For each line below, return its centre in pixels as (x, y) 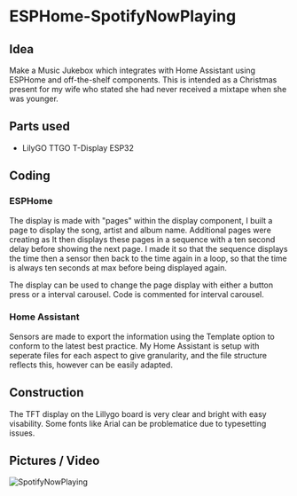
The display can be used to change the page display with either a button (141, 285)
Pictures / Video (55, 461)
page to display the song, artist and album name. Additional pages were (141, 230)
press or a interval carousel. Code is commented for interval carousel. (137, 294)
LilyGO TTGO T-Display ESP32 (78, 147)
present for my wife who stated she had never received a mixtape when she (148, 89)
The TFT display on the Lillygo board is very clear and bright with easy (138, 413)
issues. (22, 433)
